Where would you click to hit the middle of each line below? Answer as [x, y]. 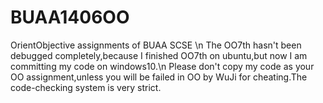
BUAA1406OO [70, 17]
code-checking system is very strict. [86, 87]
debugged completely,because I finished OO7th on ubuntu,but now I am [159, 55]
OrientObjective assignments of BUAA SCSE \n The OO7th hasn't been [156, 45]
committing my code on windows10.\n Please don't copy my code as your [162, 66]
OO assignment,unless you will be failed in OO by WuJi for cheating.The [159, 77]
